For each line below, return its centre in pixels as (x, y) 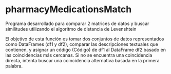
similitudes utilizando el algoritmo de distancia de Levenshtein (71, 29)
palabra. (14, 66)
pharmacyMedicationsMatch (69, 9)
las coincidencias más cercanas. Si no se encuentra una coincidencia (79, 55)
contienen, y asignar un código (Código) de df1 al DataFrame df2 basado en (85, 50)
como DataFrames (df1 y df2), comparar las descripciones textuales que (82, 44)
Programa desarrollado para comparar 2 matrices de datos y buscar (77, 23)
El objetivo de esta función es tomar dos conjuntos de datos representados (85, 39)
